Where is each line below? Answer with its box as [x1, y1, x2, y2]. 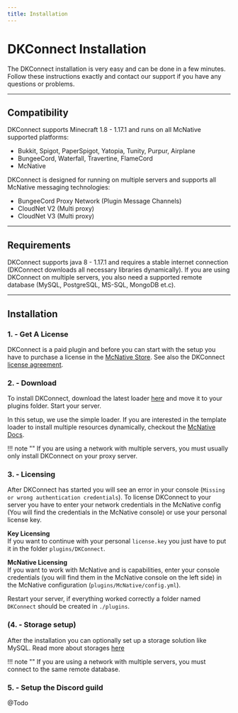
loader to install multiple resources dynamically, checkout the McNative [7, 423, 216, 431]
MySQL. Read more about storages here [7, 643, 125, 652]
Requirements [7, 239, 71, 251]
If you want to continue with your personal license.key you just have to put [7, 537, 227, 546]
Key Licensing [7, 529, 50, 538]
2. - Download [7, 377, 57, 387]
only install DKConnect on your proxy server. [7, 452, 138, 460]
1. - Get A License [7, 329, 69, 339]
